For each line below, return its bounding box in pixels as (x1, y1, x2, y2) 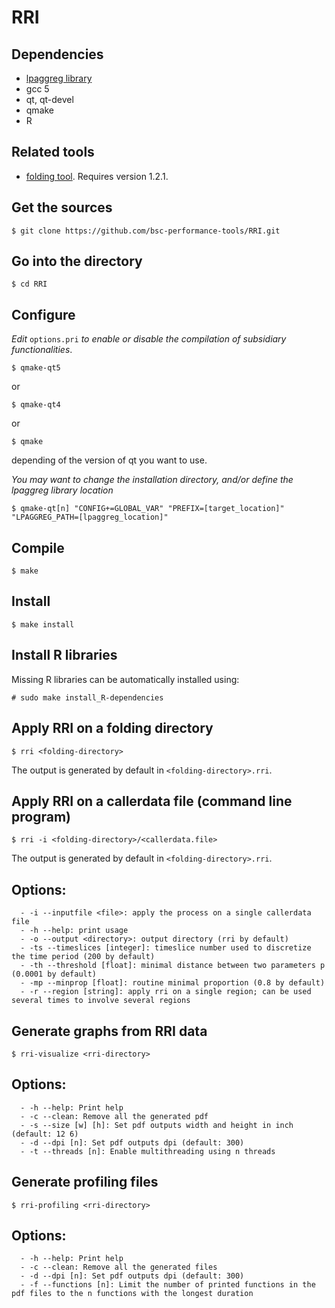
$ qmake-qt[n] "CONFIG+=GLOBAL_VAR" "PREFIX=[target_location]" (11, 504, 285, 514)
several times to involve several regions (11, 996, 191, 1006)
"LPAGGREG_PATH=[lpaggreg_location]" (11, 512, 169, 523)
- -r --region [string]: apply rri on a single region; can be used (20, 987, 312, 997)
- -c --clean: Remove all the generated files (20, 1262, 218, 1273)
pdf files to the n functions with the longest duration (11, 1289, 254, 1299)
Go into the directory (11, 253, 143, 270)
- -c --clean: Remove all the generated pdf (20, 1111, 209, 1121)
